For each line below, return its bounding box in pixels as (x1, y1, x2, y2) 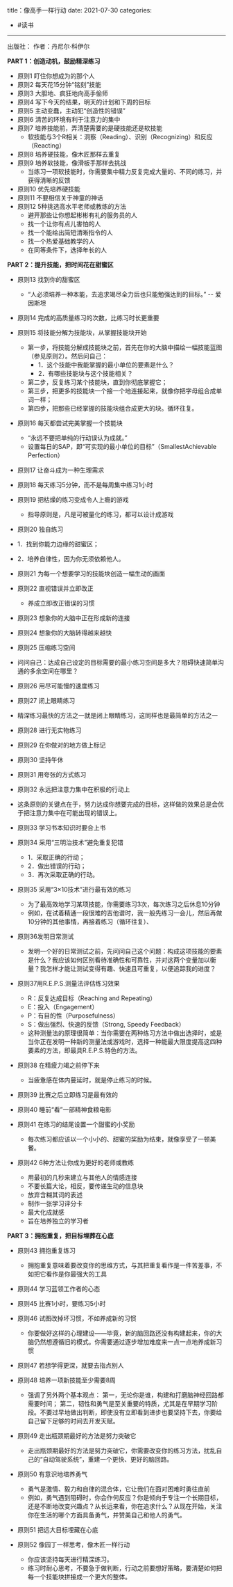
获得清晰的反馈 (27, 176, 71, 184)
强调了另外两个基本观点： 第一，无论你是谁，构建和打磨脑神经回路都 (27, 1391, 224, 1399)
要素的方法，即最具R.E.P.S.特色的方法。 (27, 1046, 141, 1055)
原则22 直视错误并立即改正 (17, 584, 94, 592)
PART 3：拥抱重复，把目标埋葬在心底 (7, 1231, 114, 1240)
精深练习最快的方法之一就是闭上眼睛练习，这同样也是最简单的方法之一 (17, 711, 218, 719)
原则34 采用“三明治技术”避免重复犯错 (17, 838, 123, 846)
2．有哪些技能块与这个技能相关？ (37, 370, 133, 377)
